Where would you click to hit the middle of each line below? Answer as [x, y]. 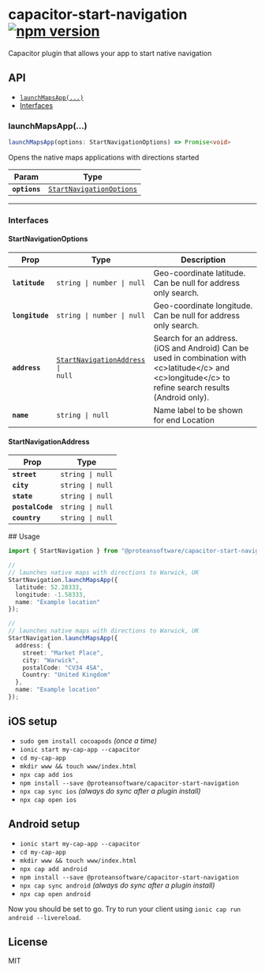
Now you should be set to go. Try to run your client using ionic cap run [125, 909]
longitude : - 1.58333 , [51, 595]
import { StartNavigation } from [63, 551]
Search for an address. [196, 339]
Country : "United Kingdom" [67, 675]
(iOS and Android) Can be [201, 348]
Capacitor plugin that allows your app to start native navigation [110, 53]
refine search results [192, 388]
